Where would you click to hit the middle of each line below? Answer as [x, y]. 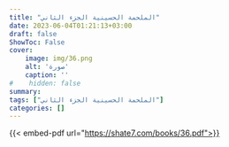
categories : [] [37, 108]
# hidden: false [45, 83]
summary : [25, 91]
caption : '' [47, 75]
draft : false [33, 34]
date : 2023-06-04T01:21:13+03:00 [71, 26]
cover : [21, 50]
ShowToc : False [37, 42]
